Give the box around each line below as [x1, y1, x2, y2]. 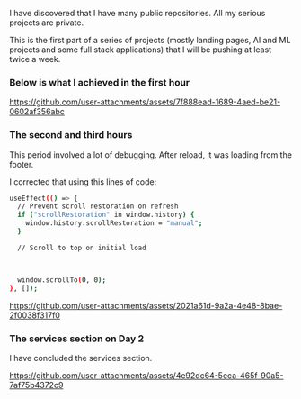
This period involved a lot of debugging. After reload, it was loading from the [9, 149, 292, 160]
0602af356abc [9, 106, 65, 117]
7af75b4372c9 [9, 379, 64, 390]
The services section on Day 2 [9, 332, 145, 345]
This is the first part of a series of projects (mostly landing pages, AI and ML [9, 35, 291, 45]
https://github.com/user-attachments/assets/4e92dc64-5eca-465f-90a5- [9, 369, 284, 381]
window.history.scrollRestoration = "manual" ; [25, 219, 203, 228]
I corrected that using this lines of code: [9, 176, 157, 187]
